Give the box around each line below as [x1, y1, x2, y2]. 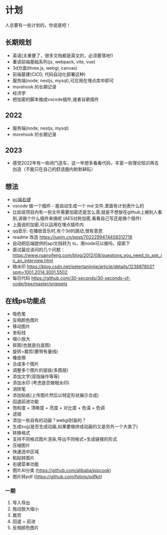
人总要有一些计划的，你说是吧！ [5, 22, 71, 28]
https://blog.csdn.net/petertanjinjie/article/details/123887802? [26, 263, 155, 270]
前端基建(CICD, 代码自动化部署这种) [12, 71, 86, 77]
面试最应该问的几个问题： [12, 246, 65, 253]
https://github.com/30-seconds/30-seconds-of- [31, 275, 131, 281]
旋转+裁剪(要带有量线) [12, 349, 58, 354]
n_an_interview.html [12, 257, 53, 263]
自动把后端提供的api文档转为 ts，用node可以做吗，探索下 [12, 240, 131, 246]
